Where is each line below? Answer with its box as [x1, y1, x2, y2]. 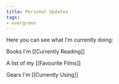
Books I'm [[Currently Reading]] [6, 48, 85, 55]
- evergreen [6, 20, 36, 26]
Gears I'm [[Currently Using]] [6, 71, 79, 79]
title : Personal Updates [6, 8, 69, 15]
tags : [6, 14, 20, 20]
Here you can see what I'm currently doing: [6, 37, 114, 44]
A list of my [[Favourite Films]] [6, 59, 81, 67]
